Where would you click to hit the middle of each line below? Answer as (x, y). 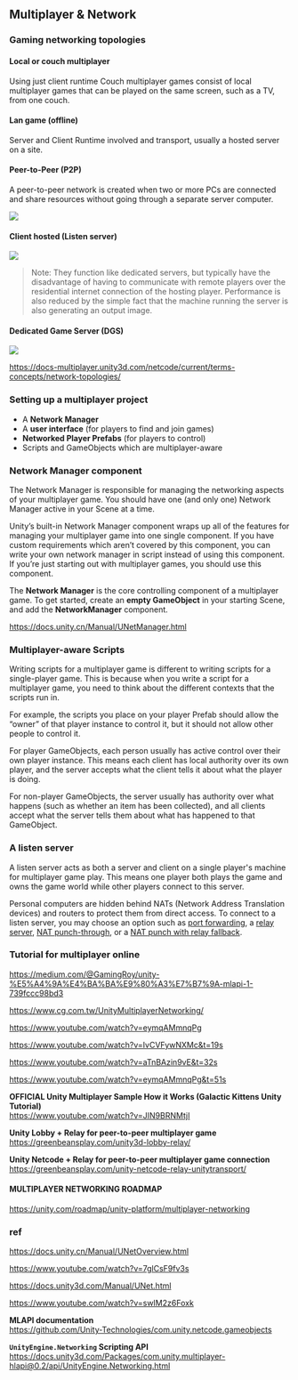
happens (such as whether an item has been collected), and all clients (137, 806)
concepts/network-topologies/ (65, 376)
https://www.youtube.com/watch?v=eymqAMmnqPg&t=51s (118, 1079)
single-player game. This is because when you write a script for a (129, 679)
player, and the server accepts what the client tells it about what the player (146, 770)
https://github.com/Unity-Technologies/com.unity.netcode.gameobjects (141, 1330)
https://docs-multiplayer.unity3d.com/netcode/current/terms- (122, 367)
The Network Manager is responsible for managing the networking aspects (147, 489)
